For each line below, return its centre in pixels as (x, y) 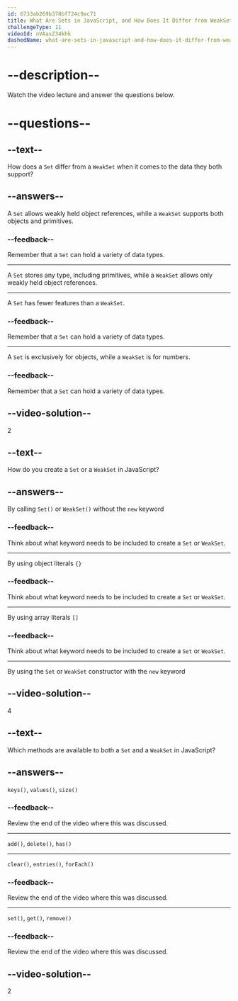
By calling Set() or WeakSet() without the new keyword (86, 509)
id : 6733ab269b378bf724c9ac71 (52, 14)
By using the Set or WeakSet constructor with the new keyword (96, 672)
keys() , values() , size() (43, 789)
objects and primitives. (41, 221)
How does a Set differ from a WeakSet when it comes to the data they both (115, 166)
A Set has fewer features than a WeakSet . (66, 303)
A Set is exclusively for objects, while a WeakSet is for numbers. (99, 357)
